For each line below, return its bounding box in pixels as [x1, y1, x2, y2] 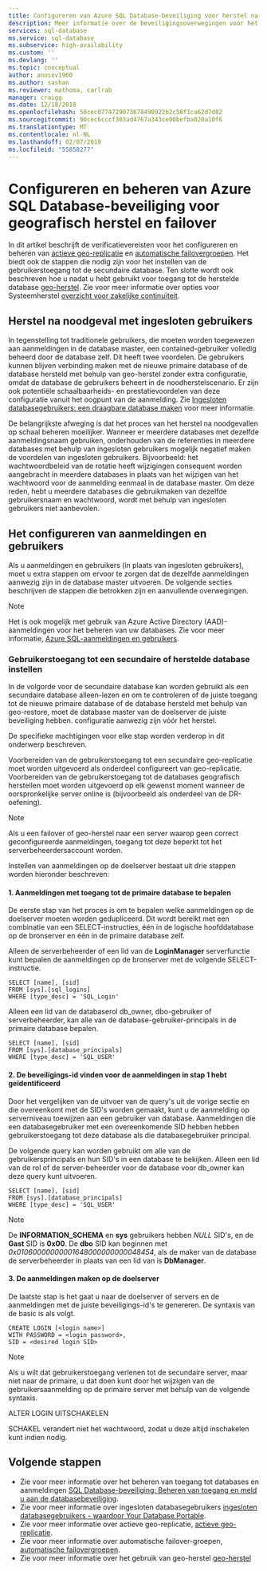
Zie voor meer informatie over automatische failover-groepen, [19, 1536, 223, 1545]
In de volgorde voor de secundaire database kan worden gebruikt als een [8, 682, 249, 692]
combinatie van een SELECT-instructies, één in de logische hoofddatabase [8, 922, 254, 932]
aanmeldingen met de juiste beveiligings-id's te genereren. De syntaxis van [8, 1299, 256, 1310]
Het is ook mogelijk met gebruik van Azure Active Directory [8, 617, 203, 626]
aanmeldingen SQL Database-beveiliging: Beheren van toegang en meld [19, 1485, 257, 1494]
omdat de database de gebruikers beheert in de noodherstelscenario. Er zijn [8, 378, 259, 387]
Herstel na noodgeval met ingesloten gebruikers [8, 314, 253, 327]
